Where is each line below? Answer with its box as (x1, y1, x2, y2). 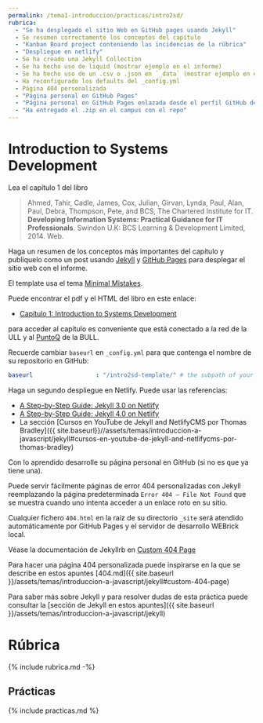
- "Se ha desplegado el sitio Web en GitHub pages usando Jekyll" (15, 26, 236, 34)
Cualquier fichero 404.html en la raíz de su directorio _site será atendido (8, 513, 244, 522)
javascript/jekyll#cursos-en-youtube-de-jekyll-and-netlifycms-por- (19, 433, 237, 444)
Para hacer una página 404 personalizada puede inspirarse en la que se (8, 560, 241, 569)
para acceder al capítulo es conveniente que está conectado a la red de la (8, 323, 247, 334)
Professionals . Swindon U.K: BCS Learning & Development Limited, (27, 223, 246, 232)
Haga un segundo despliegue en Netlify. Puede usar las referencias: (8, 385, 228, 395)
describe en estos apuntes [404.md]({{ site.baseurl (8, 568, 174, 578)
